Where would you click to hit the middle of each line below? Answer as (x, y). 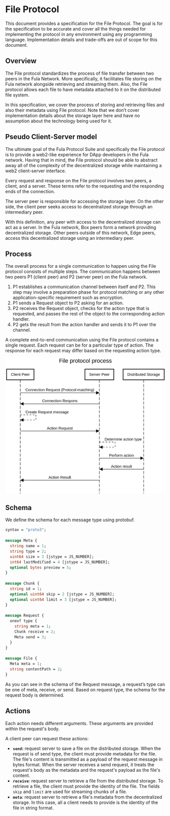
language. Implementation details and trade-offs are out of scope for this (81, 40)
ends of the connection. (30, 191)
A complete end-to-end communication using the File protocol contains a (82, 340)
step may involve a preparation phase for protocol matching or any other (88, 292)
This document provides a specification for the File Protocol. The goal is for (84, 23)
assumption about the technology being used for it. (59, 121)
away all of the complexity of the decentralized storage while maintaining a (83, 165)
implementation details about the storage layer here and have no (73, 115)
